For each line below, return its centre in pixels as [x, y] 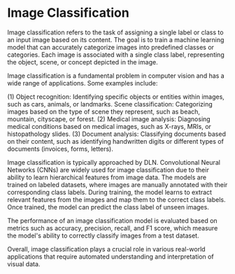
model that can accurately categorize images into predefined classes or [111, 47]
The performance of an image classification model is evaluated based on [113, 220]
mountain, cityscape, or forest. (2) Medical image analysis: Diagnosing [109, 119]
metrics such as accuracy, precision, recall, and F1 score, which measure [113, 228]
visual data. [24, 263]
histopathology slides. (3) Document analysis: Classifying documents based [116, 134]
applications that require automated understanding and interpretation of [111, 256]
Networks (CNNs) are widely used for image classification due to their [108, 170]
